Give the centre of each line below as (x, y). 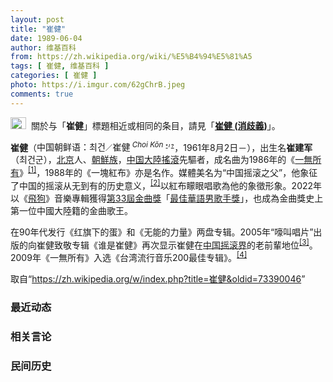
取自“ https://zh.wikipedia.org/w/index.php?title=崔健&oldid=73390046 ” (158, 278)
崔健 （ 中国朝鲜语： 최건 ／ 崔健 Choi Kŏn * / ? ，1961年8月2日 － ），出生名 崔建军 (161, 146)
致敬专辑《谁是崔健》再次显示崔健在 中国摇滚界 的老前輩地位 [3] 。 (185, 244)
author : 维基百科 (43, 47)
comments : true (42, 94)
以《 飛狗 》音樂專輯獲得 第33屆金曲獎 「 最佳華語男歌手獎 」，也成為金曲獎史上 (167, 198)
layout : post (37, 19)
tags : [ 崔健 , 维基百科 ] (60, 66)
